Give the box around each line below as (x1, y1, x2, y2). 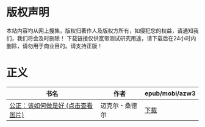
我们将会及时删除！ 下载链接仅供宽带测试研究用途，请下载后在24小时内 (16, 34, 196, 42)
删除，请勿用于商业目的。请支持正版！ (6, 42, 103, 49)
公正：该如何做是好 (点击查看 (9, 101, 93, 110)
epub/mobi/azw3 (144, 89, 196, 98)
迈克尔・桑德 (100, 101, 137, 110)
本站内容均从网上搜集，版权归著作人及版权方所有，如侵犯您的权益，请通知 (6, 27, 193, 34)
